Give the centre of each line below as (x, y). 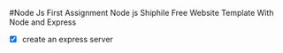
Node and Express (43, 22)
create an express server (67, 39)
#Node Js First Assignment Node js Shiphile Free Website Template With (141, 13)
